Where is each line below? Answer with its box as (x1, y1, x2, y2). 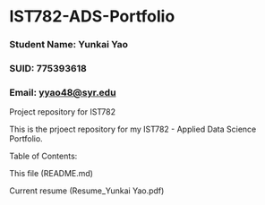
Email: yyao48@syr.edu (9, 86, 116, 98)
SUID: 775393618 (9, 63, 87, 75)
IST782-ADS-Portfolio (9, 6, 175, 27)
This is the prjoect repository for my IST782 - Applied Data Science (9, 124, 257, 135)
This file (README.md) (9, 168, 94, 179)
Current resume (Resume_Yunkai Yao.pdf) (9, 185, 165, 196)
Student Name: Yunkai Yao (9, 38, 128, 51)
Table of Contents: (9, 150, 78, 162)
